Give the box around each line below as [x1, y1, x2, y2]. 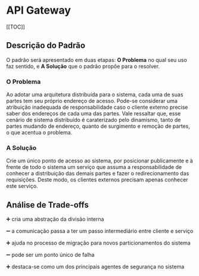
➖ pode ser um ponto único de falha [6, 251, 95, 259]
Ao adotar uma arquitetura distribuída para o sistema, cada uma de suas [6, 91, 184, 98]
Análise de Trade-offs [6, 200, 89, 210]
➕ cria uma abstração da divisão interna [6, 215, 104, 223]
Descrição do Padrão [6, 40, 85, 51]
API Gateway [6, 4, 71, 17]
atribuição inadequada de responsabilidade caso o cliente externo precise [6, 103, 188, 111]
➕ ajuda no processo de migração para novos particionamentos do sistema [6, 239, 191, 247]
